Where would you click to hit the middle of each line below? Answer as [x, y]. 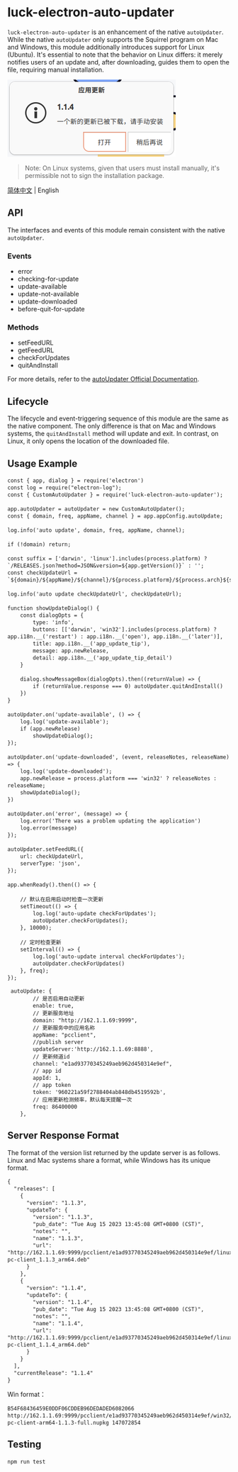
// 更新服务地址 [53, 1013]
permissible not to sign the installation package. [95, 175]
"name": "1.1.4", [58, 1323]
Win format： [27, 1394]
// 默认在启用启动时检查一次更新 [62, 899]
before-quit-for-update [51, 309]
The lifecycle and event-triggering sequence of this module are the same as [118, 418]
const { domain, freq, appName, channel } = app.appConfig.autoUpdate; [115, 516]
